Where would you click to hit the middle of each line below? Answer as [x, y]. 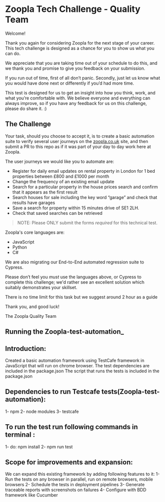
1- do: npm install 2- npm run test [39, 447]
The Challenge [28, 124]
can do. [13, 53]
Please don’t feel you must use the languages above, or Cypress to [73, 277]
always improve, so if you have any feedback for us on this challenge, [76, 103]
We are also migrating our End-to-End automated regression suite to [75, 262]
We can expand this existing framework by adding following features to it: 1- [82, 474]
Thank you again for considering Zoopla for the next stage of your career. [80, 43]
